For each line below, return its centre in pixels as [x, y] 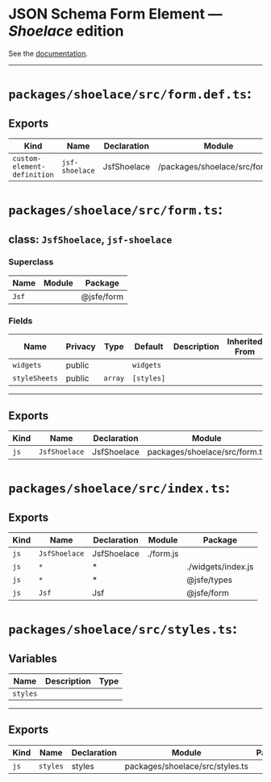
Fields [21, 321]
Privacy [81, 347]
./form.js [163, 553]
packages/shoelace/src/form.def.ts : [130, 94]
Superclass [31, 262]
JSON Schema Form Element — [116, 14]
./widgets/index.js [220, 567]
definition [33, 175]
